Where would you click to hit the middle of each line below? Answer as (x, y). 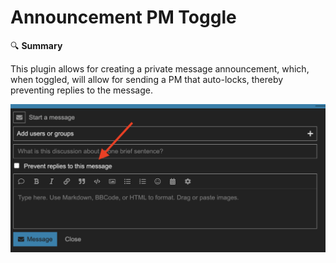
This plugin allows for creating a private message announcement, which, (160, 68)
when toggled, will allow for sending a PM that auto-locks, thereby (147, 79)
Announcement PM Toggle (123, 17)
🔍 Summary (36, 45)
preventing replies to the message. (81, 90)
